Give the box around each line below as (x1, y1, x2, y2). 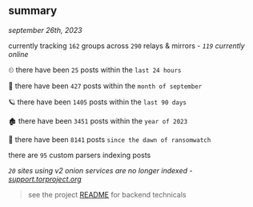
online (8, 49, 29, 59)
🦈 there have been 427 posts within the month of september (8, 81, 203, 91)
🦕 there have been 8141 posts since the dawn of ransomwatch (8, 134, 211, 144)
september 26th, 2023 (8, 25, 82, 34)
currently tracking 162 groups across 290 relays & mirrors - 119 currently (8, 41, 246, 51)
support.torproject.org (8, 174, 82, 184)
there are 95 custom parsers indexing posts (8, 150, 151, 160)
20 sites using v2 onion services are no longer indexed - (8, 165, 193, 175)
